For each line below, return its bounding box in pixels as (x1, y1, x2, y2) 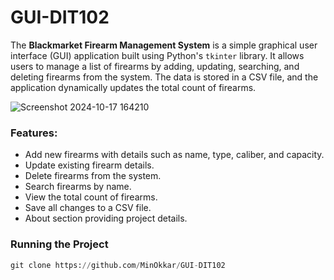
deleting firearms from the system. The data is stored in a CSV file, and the (10, 71, 319, 83)
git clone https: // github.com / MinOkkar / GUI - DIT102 (10, 260, 226, 270)
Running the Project (10, 237, 109, 251)
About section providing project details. (24, 212, 188, 225)
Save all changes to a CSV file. (24, 202, 152, 214)
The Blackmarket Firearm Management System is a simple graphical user (10, 39, 318, 51)
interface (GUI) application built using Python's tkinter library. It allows (10, 49, 305, 61)
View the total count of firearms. (24, 191, 158, 203)
